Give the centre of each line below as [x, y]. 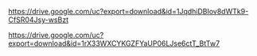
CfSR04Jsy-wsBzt [39, 20]
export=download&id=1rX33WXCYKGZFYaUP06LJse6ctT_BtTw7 [114, 43]
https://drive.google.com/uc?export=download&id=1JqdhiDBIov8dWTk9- [128, 11]
